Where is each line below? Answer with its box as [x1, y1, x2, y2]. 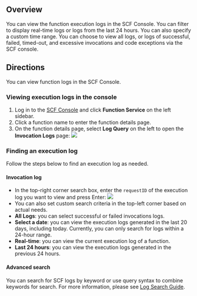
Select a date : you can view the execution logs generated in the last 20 [14, 219, 188, 226]
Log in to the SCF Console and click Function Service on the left [14, 106, 172, 113]
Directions [6, 63, 45, 73]
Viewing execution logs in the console [6, 93, 117, 101]
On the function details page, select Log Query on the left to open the [14, 125, 184, 132]
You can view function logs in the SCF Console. [6, 78, 122, 85]
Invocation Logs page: [14, 132, 71, 139]
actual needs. [14, 206, 48, 213]
